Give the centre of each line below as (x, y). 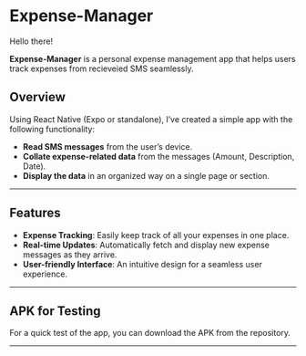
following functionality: (52, 129)
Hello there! (31, 41)
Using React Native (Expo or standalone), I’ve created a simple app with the (151, 119)
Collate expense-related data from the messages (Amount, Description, (158, 156)
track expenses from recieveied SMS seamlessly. (102, 68)
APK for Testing (56, 311)
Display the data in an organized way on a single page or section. (146, 175)
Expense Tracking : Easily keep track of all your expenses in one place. (156, 235)
